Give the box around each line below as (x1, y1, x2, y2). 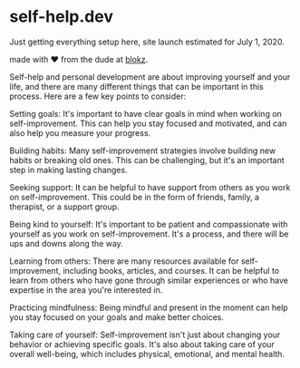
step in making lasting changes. (9, 164, 129, 175)
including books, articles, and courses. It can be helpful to (63, 265, 279, 276)
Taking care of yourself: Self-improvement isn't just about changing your (9, 329, 281, 340)
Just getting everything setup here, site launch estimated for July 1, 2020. (9, 36, 285, 47)
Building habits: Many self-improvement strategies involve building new (9, 145, 276, 156)
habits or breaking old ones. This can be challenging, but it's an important (9, 154, 285, 165)
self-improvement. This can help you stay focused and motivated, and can (9, 118, 287, 129)
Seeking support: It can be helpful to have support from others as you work (9, 181, 291, 192)
